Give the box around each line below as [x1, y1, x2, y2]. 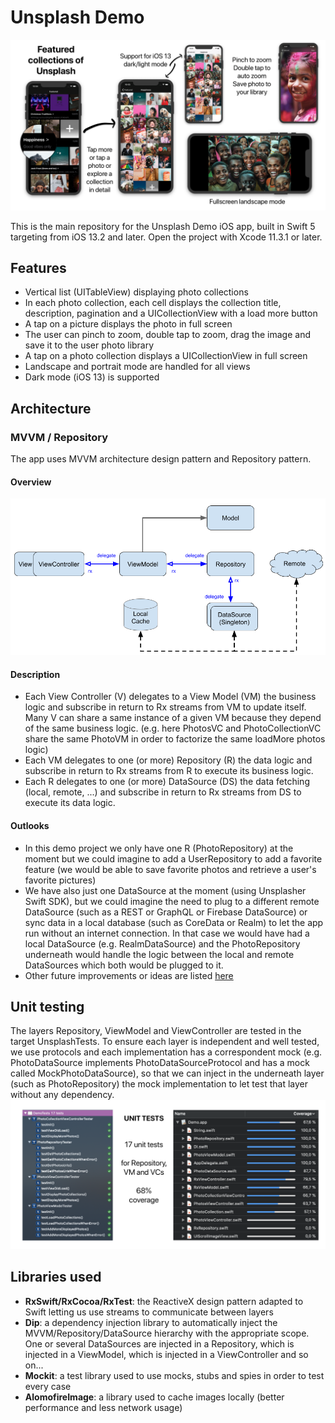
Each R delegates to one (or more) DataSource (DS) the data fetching [24, 776, 310, 788]
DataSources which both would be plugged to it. [24, 959, 224, 971]
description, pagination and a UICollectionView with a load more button [24, 307, 318, 320]
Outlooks [10, 819, 50, 831]
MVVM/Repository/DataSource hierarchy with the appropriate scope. [24, 1327, 310, 1339]
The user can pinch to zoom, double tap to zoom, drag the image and [24, 329, 311, 341]
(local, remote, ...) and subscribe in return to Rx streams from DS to [24, 786, 302, 798]
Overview [10, 476, 52, 488]
